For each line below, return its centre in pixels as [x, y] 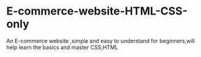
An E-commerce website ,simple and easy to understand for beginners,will [100, 41]
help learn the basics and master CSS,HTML [62, 47]
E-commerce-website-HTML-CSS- [97, 11]
